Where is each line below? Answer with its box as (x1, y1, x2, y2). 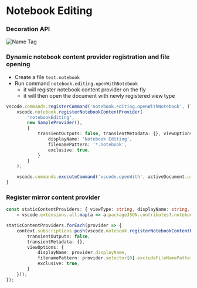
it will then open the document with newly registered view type (23, 92, 175, 99)
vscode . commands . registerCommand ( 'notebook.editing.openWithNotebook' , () (6, 104, 193, 109)
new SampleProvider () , (27, 120, 83, 126)
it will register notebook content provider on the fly (23, 86, 146, 93)
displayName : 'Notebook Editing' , (47, 136, 133, 142)
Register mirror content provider (6, 193, 101, 201)
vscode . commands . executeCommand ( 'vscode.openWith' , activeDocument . (16, 174, 188, 180)
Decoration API (6, 25, 50, 33)
